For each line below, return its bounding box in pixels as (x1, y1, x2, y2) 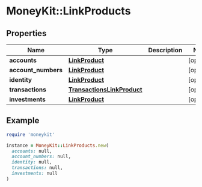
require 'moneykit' (6, 131, 55, 138)
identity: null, (11, 159, 52, 165)
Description (148, 46, 183, 54)
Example (6, 115, 40, 126)
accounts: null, (11, 148, 52, 154)
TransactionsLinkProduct (68, 85, 142, 94)
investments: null (11, 170, 58, 177)
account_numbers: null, (11, 153, 71, 160)
